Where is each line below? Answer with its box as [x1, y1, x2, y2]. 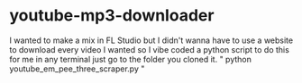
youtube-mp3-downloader [9, 5, 215, 26]
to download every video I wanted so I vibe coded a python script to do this [9, 44, 290, 54]
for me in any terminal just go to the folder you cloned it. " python [9, 54, 252, 64]
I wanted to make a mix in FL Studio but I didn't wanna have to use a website [9, 35, 294, 46]
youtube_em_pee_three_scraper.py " [9, 63, 145, 74]
